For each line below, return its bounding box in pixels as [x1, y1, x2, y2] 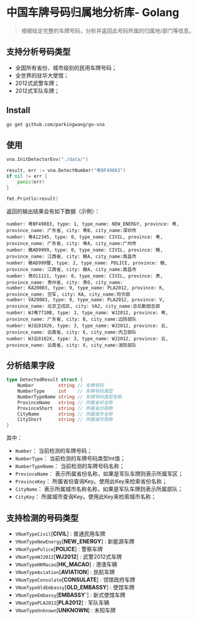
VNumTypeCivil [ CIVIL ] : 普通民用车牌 [15, 530, 106, 537]
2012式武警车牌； [15, 79, 60, 86]
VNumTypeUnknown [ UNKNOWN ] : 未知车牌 [15, 607, 116, 614]
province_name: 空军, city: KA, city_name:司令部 [6, 291, 131, 297]
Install [6, 105, 30, 116]
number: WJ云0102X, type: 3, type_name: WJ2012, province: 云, [6, 335, 169, 342]
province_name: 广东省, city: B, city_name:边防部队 [6, 316, 137, 322]
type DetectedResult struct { [6, 377, 84, 383]
